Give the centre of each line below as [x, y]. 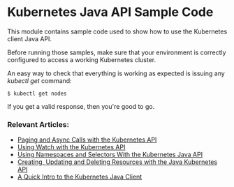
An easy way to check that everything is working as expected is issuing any [116, 73]
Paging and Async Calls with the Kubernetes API [87, 140]
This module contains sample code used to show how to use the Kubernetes [117, 31]
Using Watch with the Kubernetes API [71, 147]
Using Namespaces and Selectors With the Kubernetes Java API [110, 155]
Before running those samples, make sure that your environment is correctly [117, 52]
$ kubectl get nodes [37, 93]
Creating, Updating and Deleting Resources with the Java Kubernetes [117, 162]
